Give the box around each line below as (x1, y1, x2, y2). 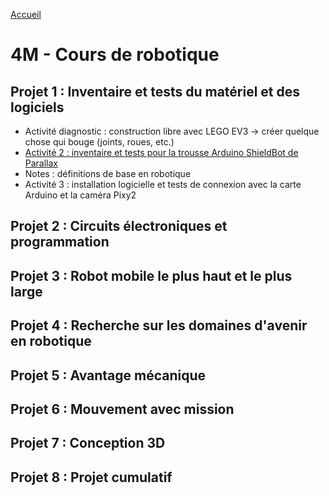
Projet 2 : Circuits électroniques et (10, 218, 228, 235)
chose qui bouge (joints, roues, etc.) (24, 136, 175, 148)
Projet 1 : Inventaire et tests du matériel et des (10, 83, 301, 100)
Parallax (24, 157, 59, 169)
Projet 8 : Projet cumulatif (10, 469, 173, 486)
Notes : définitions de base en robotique (24, 168, 192, 179)
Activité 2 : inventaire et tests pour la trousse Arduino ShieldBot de (24, 147, 299, 158)
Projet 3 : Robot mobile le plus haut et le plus (10, 267, 293, 284)
